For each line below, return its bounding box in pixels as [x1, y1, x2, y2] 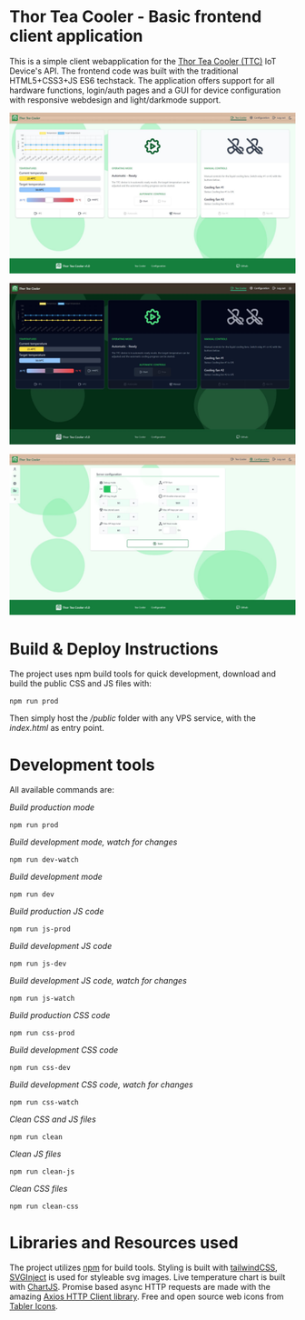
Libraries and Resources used [9, 1232, 239, 1253]
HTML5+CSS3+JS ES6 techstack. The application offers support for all [9, 75, 275, 85]
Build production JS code [9, 906, 104, 917]
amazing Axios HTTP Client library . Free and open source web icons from [9, 1291, 284, 1302]
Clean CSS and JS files [9, 1114, 97, 1125]
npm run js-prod [9, 925, 71, 934]
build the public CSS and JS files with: [9, 678, 152, 689]
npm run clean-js [9, 1167, 75, 1176]
